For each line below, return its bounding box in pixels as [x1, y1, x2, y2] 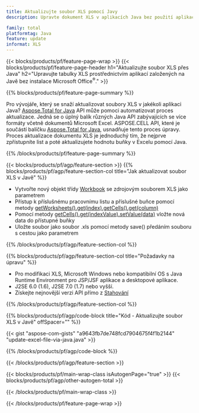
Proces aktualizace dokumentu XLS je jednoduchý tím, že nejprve [6, 132, 166, 139]
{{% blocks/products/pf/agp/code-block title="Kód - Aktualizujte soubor [6, 312, 183, 319]
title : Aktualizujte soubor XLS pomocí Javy [6, 8, 118, 15]
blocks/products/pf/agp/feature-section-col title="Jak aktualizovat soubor [6, 167, 187, 175]
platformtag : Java [6, 30, 52, 36]
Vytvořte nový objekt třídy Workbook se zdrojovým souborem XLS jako [14, 185, 188, 193]
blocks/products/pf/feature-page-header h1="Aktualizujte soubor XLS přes [6, 64, 189, 71]
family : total [6, 25, 41, 31]
